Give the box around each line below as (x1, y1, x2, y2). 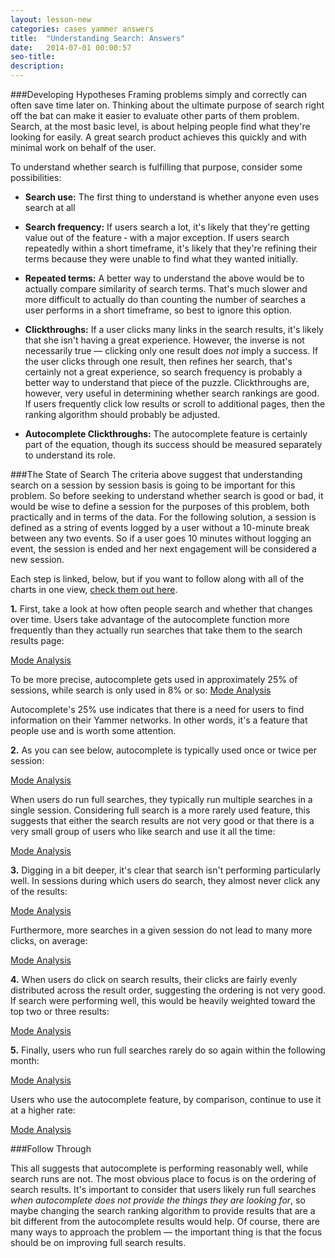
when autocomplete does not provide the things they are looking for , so (10, 1194, 306, 1206)
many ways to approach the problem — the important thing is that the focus (10, 1226, 323, 1238)
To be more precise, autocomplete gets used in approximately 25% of (10, 674, 298, 685)
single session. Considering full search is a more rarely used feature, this (10, 804, 311, 816)
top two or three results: (10, 1006, 110, 1017)
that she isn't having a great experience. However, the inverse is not (24, 334, 305, 346)
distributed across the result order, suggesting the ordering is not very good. (10, 984, 326, 996)
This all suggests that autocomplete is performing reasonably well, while (10, 1162, 309, 1174)
